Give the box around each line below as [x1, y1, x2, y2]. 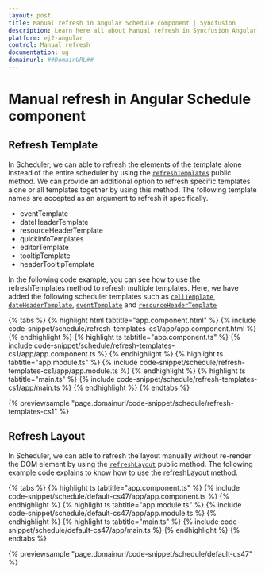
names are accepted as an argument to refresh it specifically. [8, 193, 209, 202]
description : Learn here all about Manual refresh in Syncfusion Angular [8, 26, 258, 34]
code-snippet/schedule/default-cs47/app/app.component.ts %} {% [8, 491, 230, 501]
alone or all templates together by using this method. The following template [8, 184, 257, 195]
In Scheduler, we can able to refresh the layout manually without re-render [8, 450, 252, 460]
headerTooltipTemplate [19, 259, 95, 268]
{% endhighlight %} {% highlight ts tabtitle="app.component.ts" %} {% [8, 332, 240, 341]
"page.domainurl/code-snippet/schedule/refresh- [71, 398, 234, 407]
